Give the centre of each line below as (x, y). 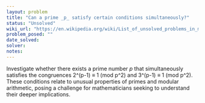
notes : (15, 51)
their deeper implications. (38, 94)
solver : (16, 46)
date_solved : (23, 40)
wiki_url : (19, 29)
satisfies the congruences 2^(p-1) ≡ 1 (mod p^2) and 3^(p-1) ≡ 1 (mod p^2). (100, 75)
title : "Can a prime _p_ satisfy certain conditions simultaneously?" (98, 18)
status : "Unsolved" (31, 23)
